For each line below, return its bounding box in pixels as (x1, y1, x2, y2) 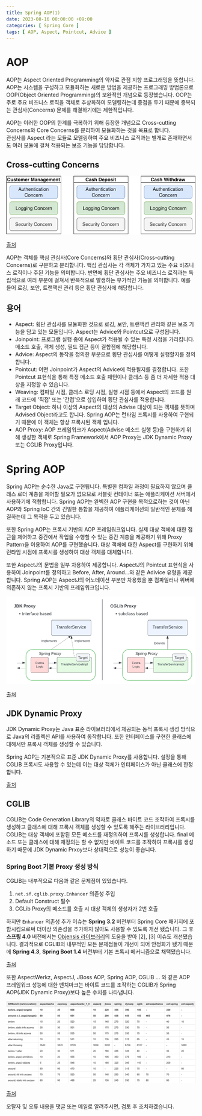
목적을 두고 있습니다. (33, 513, 82, 521)
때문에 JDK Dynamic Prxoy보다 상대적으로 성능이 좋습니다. (17, 845, 157, 853)
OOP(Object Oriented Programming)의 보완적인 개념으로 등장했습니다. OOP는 (6, 91, 192, 99)
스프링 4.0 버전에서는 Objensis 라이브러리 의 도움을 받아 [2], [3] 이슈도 (6, 933, 172, 940)
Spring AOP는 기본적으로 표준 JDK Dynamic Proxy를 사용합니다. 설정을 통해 (6, 753, 187, 760)
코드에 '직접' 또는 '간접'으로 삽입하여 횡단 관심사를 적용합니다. (21, 395, 166, 403)
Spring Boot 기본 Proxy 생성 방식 (6, 862, 99, 871)
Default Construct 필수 (14, 897, 70, 904)
